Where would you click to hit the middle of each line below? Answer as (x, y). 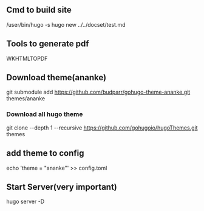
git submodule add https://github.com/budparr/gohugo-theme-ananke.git (98, 92)
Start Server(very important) (62, 187)
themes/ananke (26, 99)
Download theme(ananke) (56, 78)
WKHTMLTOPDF (27, 58)
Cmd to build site (39, 10)
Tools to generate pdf (48, 44)
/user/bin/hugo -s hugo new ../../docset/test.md (66, 24)
